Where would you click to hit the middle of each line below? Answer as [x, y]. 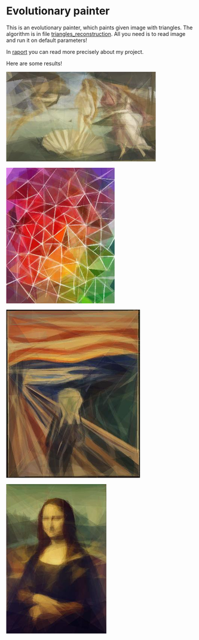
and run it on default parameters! [47, 40]
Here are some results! [34, 63]
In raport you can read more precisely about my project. [75, 51]
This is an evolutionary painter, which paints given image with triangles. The [99, 27]
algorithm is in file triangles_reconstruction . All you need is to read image [96, 33]
